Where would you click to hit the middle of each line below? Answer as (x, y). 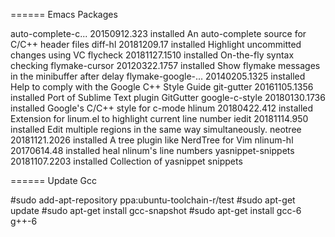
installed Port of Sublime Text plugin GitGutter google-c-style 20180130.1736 (168, 97)
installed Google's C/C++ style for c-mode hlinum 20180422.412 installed (162, 108)
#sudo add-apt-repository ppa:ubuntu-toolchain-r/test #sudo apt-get (153, 200)
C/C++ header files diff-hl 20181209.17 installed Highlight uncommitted (156, 44)
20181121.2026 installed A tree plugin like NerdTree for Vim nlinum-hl (152, 140)
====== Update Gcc (53, 180)
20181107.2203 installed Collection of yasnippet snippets (126, 161)
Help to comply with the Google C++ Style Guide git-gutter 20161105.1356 (162, 87)
